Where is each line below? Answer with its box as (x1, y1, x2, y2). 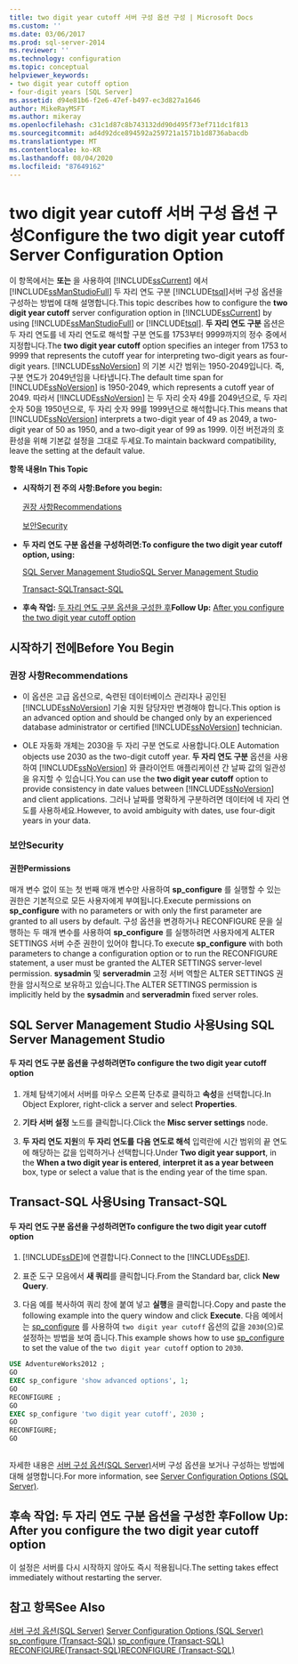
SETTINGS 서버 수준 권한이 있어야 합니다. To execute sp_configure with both (9, 938, 283, 949)
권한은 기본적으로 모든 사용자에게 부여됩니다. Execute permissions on (9, 895, 252, 906)
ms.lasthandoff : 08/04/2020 (9, 153, 114, 163)
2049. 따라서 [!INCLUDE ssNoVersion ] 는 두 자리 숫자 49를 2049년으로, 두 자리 (9, 392, 287, 403)
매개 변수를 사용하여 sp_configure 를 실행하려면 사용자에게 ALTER (42, 927, 275, 938)
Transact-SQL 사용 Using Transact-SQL (9, 1194, 228, 1210)
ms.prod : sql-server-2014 (9, 37, 105, 47)
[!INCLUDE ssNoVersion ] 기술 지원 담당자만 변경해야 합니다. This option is (21, 702, 281, 713)
